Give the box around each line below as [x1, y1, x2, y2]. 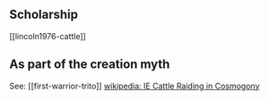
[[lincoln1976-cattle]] [9, 30, 87, 41]
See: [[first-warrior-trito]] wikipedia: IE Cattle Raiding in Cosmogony [9, 80, 260, 91]
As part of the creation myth [9, 57, 170, 72]
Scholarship [9, 7, 79, 22]
